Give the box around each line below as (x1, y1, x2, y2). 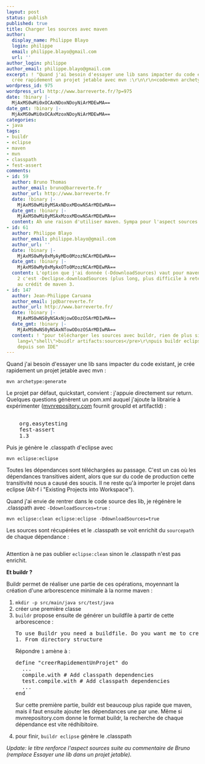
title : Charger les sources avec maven (6, 26, 108, 32)
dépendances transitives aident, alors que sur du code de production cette (6, 473, 194, 480)
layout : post (6, 9, 40, 15)
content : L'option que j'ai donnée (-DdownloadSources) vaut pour (12, 270, 184, 276)
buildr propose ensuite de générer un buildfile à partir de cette (15, 611, 174, 619)
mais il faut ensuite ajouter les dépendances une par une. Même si (15, 708, 182, 715)
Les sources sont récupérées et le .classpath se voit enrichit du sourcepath (6, 527, 195, 534)
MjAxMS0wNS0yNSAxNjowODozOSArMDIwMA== (17, 315, 116, 322)
